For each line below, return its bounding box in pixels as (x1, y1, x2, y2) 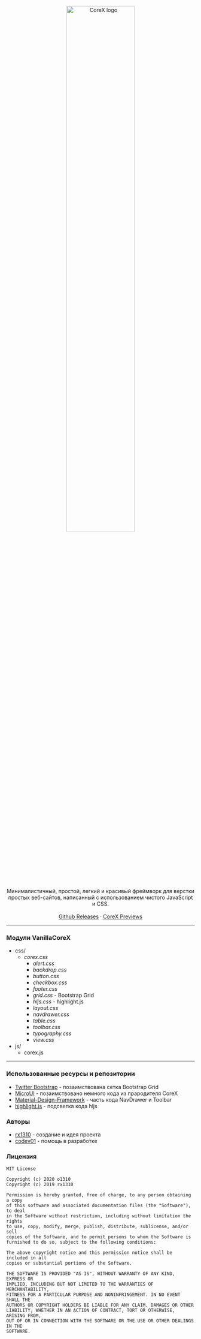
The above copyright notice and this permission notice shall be (6, 1250, 172, 1256)
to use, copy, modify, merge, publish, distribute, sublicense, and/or (6, 1223, 188, 1230)
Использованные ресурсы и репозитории (6, 1070, 136, 1078)
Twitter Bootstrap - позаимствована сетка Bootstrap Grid (14, 1083, 159, 1090)
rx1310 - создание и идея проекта (14, 1130, 101, 1138)
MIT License (6, 1166, 36, 1172)
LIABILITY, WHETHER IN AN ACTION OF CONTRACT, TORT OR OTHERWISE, (6, 1307, 175, 1314)
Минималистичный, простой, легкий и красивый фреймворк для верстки (7, 888, 194, 894)
